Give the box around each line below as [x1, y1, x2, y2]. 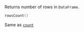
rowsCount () [4, 13, 28, 18]
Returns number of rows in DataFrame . [4, 4, 80, 10]
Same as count [4, 21, 34, 28]
